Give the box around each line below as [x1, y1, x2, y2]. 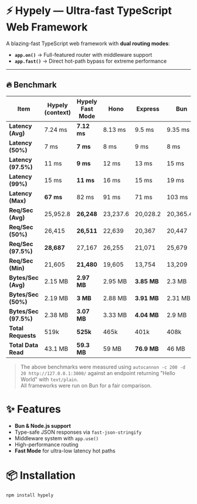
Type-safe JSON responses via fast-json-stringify [14, 428, 142, 435]
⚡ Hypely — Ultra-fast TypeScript [6, 4, 172, 18]
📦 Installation [6, 469, 76, 482]
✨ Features [6, 402, 62, 416]
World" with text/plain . [20, 376, 79, 383]
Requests [9, 331, 36, 339]
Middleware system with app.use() [14, 434, 99, 442]
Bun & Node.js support [14, 422, 72, 429]
